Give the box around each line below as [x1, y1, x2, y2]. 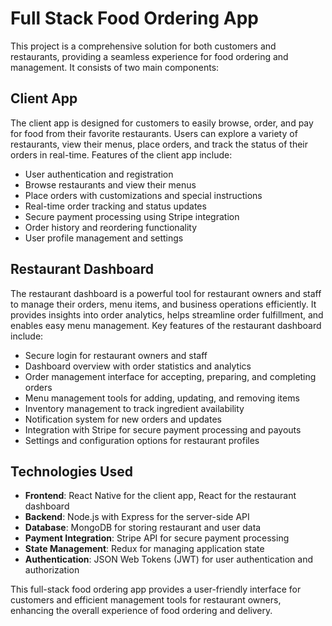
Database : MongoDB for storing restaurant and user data [24, 522, 262, 534]
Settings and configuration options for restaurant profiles [24, 434, 260, 446]
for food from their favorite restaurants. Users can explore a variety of [10, 127, 298, 139]
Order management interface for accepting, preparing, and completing [24, 370, 317, 382]
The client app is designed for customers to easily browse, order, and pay [10, 117, 314, 129]
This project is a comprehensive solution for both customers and [10, 40, 277, 52]
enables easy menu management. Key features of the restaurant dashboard [10, 319, 322, 331]
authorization [24, 564, 80, 576]
